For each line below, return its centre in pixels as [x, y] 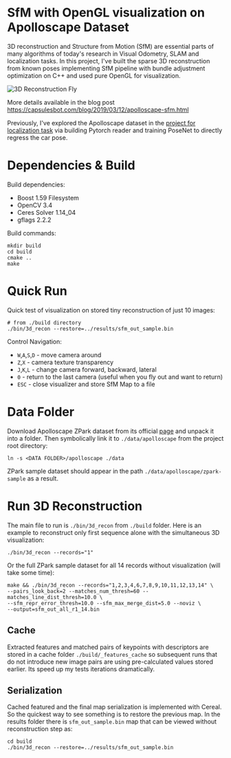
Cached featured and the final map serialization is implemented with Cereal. [114, 707]
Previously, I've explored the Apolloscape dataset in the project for [101, 123]
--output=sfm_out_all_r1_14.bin [53, 609]
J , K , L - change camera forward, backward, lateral [87, 369]
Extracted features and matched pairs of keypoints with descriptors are [108, 647]
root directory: [27, 445]
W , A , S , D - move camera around [59, 355]
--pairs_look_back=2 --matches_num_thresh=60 [73, 591]
